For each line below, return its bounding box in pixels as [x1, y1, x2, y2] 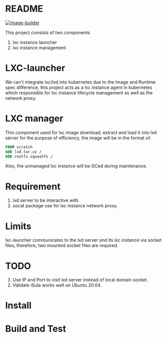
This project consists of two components [5, 29, 90, 35]
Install [5, 300, 32, 311]
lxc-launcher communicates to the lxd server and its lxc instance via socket [5, 237, 162, 243]
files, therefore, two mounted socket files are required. [5, 243, 119, 249]
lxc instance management [12, 44, 67, 50]
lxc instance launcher [12, 39, 57, 45]
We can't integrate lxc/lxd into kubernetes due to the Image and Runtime [5, 79, 156, 85]
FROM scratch [5, 144, 33, 149]
